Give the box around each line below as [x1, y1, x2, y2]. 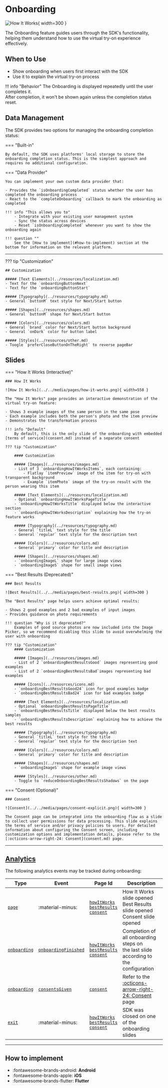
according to [122, 953, 152, 960]
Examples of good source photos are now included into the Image [14, 625, 153, 630]
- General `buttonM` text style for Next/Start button [5, 298, 122, 303]
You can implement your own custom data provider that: [5, 179, 124, 184]
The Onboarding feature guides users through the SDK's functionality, [5, 30, 149, 36]
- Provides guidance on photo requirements [5, 612, 97, 617]
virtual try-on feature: [5, 401, 57, 406]
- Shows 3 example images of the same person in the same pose [5, 410, 140, 415]
